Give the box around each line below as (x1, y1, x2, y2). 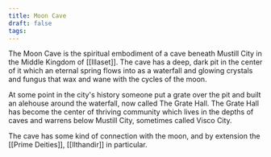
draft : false (8, 19, 52, 27)
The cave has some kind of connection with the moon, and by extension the (8, 131, 261, 141)
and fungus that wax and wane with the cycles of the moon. (8, 74, 207, 85)
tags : (8, 27, 27, 35)
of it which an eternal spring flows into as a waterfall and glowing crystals (8, 66, 253, 76)
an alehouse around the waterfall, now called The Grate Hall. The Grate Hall (8, 98, 260, 109)
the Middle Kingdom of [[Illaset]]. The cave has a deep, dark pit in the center (8, 57, 263, 67)
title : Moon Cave (8, 11, 67, 20)
